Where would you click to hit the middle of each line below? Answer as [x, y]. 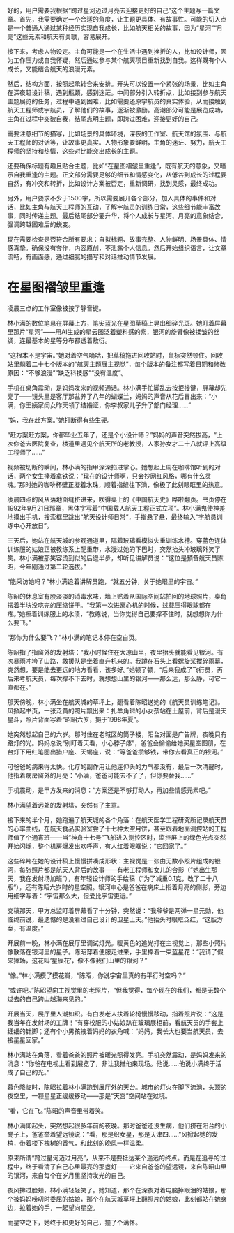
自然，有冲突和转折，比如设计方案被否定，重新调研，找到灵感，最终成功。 [114, 183]
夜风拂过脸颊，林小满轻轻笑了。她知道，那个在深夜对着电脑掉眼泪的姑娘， [114, 1190]
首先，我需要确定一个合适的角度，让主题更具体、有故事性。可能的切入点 [123, 19]
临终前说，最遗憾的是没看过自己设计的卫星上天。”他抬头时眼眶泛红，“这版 [112, 919]
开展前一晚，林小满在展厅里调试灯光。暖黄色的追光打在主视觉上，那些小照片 [117, 943]
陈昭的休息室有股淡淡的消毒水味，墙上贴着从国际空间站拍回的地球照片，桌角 [117, 596]
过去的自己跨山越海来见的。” [47, 999]
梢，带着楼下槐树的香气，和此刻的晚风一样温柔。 [77, 1143]
